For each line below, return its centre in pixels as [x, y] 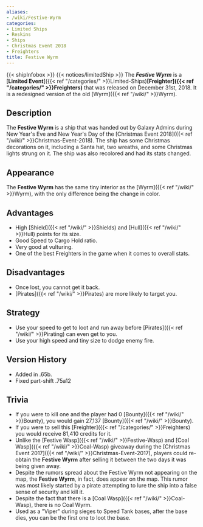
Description [29, 113]
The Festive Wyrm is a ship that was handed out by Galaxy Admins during [99, 128]
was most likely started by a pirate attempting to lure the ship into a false [106, 486]
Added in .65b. [34, 374]
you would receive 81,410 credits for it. [64, 434]
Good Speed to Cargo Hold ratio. [56, 240]
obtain [23, 459]
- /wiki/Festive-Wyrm [34, 18]
